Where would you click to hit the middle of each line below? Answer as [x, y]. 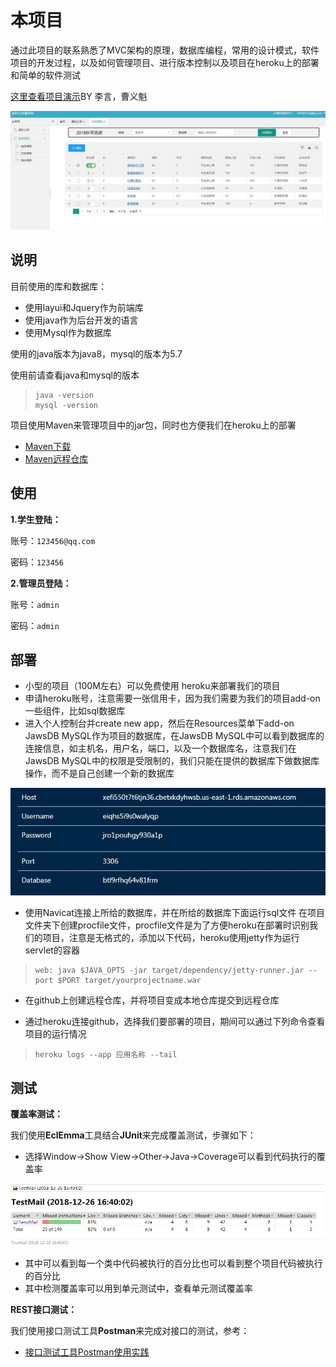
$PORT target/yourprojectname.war [129, 981]
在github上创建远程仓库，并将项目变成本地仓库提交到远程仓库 [152, 1000]
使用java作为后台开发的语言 [81, 320]
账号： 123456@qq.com [53, 540]
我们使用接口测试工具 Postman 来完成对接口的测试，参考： [130, 1330]
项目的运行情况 [55, 1034]
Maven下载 [48, 446]
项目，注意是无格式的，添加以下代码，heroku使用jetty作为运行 [171, 938]
